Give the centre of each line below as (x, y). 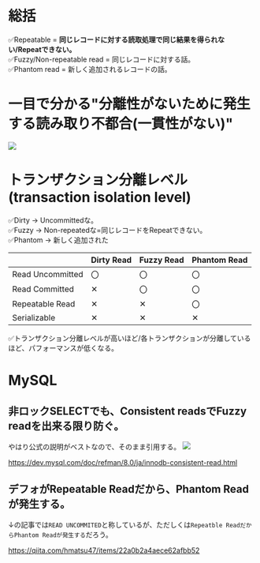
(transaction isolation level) (100, 197)
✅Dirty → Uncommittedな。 (53, 220)
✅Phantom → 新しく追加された (58, 240)
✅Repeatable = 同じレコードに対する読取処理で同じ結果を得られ (113, 39)
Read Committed (43, 289)
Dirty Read (111, 260)
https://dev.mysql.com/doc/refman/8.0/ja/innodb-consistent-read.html (123, 462)
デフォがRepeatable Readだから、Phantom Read (129, 489)
